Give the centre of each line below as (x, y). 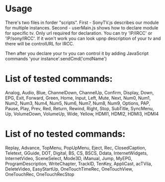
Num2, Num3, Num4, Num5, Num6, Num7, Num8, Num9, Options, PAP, (78, 103)
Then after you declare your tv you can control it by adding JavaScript (77, 53)
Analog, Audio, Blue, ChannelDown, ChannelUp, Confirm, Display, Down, (80, 92)
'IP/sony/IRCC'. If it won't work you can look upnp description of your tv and (83, 38)
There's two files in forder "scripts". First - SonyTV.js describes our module (82, 22)
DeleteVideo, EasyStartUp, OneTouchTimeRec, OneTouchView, (69, 169)
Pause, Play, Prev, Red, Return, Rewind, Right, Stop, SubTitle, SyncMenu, (80, 108)
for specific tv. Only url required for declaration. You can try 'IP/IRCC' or (79, 33)
